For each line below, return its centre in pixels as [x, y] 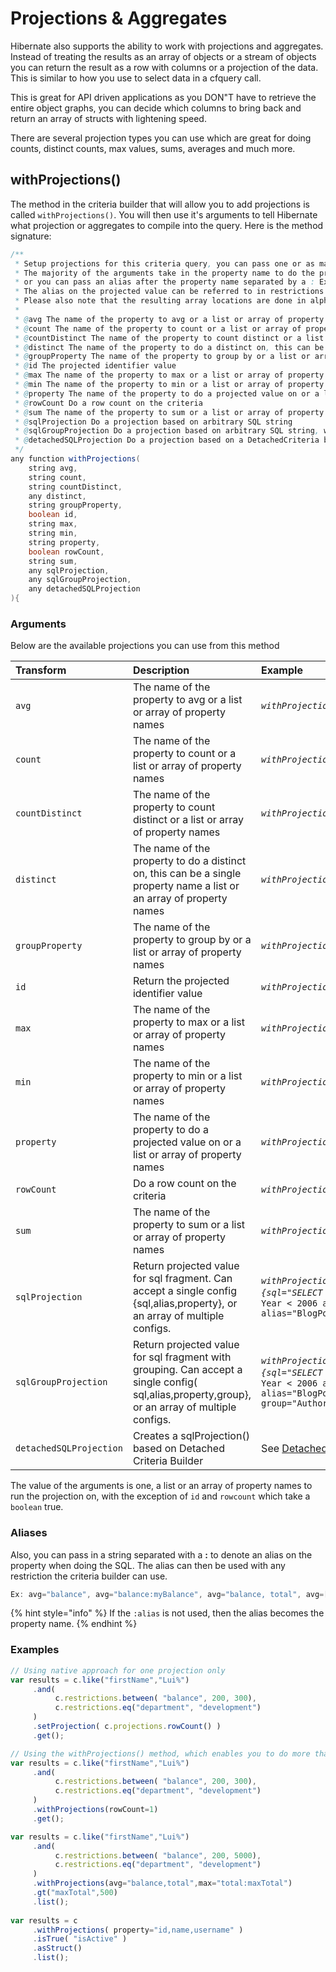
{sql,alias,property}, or [185, 1304]
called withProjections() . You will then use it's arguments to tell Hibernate [164, 214]
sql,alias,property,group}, [192, 1395]
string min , [53, 533]
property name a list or [186, 886]
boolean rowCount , [66, 552]
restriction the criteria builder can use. [89, 1576]
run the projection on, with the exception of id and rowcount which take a [160, 1496]
